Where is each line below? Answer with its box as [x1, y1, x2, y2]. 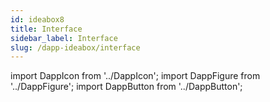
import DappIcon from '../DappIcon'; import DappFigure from [10, 70, 261, 82]
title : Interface [10, 24, 83, 34]
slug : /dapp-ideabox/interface [10, 42, 141, 53]
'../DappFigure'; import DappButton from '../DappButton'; [10, 81, 243, 93]
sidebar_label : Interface [10, 33, 118, 43]
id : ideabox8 [10, 14, 65, 25]
